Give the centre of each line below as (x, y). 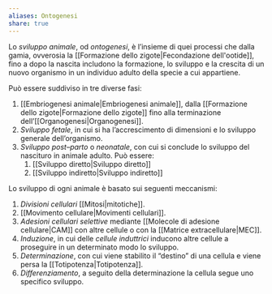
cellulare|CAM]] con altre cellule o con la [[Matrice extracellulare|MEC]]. (141, 230)
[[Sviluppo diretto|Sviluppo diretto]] (92, 164)
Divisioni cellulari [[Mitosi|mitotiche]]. (82, 204)
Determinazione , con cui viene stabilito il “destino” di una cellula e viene (140, 255)
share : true (28, 23)
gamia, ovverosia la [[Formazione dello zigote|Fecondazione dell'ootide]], (131, 55)
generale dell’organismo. (61, 138)
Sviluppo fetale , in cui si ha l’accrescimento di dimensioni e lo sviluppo (138, 130)
